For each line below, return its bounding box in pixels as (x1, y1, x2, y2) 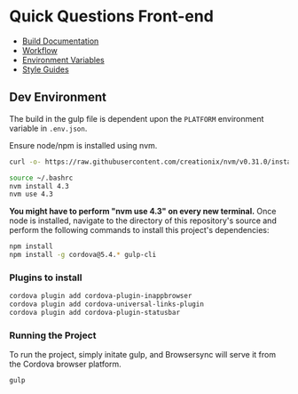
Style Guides (21, 64, 69, 75)
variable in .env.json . (9, 123, 88, 133)
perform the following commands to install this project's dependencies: (9, 225, 270, 236)
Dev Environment (9, 90, 107, 105)
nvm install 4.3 (9, 181, 69, 190)
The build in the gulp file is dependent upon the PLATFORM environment (9, 113, 264, 124)
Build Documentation (21, 36, 99, 46)
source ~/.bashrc (9, 173, 74, 182)
